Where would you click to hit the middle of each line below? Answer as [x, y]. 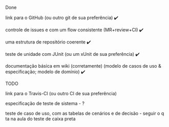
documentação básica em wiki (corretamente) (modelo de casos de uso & [83, 66]
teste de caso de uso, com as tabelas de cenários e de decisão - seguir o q [85, 113]
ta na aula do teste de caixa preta [40, 119]
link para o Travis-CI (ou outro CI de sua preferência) [61, 93]
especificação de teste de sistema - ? [45, 103]
